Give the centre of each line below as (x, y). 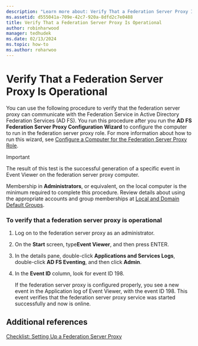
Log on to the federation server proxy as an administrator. (85, 233)
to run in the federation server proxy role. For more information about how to (99, 133)
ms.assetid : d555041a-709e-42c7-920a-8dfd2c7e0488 (70, 17)
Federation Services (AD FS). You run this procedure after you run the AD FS (99, 120)
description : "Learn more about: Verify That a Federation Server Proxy (97, 11)
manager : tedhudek (29, 34)
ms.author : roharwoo (32, 50)
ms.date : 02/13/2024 (32, 39)
